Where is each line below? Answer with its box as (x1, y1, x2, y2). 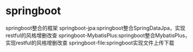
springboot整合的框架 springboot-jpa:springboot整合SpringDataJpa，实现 (5, 24, 186, 31)
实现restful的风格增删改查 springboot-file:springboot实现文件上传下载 (5, 39, 175, 46)
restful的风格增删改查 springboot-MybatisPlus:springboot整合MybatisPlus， (5, 31, 191, 39)
